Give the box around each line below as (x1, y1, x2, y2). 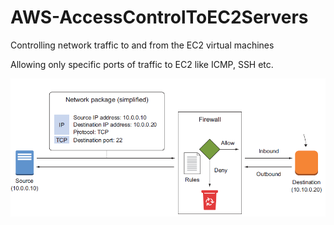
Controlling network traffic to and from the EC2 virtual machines (10, 39, 275, 51)
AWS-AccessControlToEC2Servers (10, 6, 309, 29)
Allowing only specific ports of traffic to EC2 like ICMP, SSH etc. (10, 58, 274, 70)
